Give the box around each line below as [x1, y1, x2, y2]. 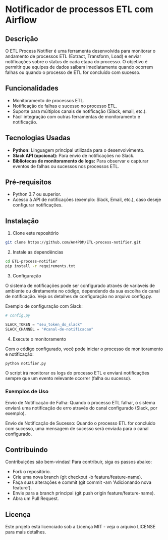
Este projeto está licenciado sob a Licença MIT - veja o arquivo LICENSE [5, 524, 156, 530]
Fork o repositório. [12, 469, 51, 475]
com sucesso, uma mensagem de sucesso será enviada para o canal [5, 425, 149, 431]
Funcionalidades [5, 84, 59, 93]
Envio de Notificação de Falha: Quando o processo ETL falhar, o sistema [5, 399, 155, 405]
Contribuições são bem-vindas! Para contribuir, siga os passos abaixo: [5, 459, 152, 465]
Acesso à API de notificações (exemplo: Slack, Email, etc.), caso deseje [12, 196, 161, 203]
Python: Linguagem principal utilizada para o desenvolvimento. [12, 147, 145, 153]
